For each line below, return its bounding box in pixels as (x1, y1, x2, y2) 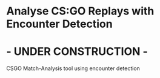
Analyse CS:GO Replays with (6, 4, 155, 18)
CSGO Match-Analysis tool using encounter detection (6, 65, 141, 72)
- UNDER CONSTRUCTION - (6, 45, 148, 59)
